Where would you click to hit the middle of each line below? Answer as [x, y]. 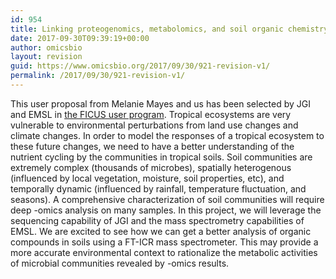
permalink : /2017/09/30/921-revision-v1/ [98, 76]
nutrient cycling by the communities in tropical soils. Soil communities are [161, 157]
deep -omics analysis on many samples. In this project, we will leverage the [166, 210]
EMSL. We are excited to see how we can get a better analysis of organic [161, 231]
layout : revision [46, 57]
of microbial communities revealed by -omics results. [120, 263]
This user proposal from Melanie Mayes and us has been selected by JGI [160, 103]
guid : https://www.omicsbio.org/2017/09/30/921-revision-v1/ [140, 66]
